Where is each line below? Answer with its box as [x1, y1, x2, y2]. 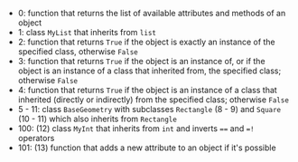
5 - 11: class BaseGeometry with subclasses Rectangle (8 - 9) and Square [17, 104, 282, 114]
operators [17, 133, 55, 143]
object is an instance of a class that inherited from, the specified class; [17, 65, 282, 76]
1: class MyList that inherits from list [17, 27, 156, 37]
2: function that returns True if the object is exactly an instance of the [17, 36, 275, 47]
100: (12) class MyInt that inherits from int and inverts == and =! [17, 123, 255, 134]
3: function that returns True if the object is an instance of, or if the [17, 56, 265, 66]
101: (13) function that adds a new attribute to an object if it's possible [17, 142, 277, 153]
